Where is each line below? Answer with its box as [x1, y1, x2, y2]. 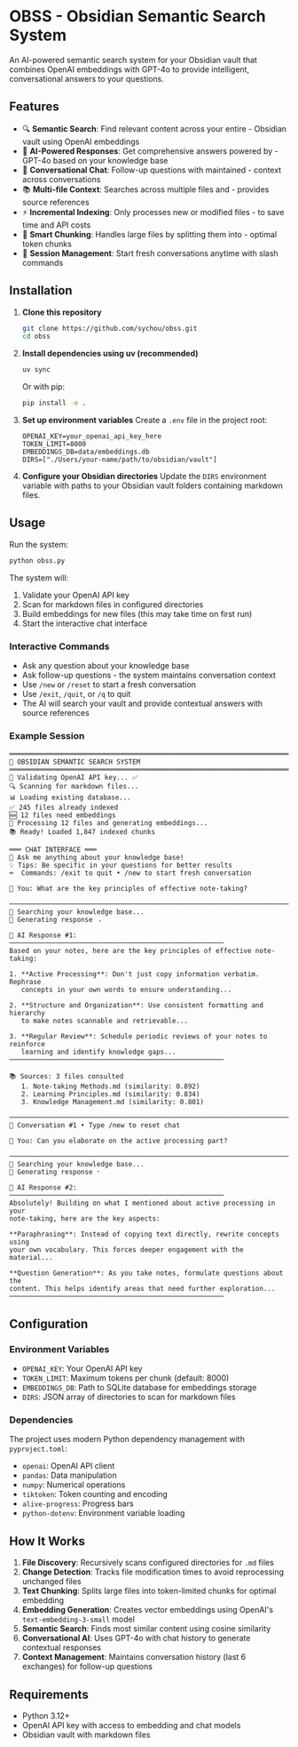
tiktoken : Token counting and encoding [21, 1489, 169, 1500]
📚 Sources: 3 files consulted [9, 1072, 124, 1081]
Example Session [9, 729, 85, 741]
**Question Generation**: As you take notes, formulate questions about [9, 1269, 284, 1278]
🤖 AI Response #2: [9, 1183, 77, 1192]
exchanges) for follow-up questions [21, 1661, 153, 1672]
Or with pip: [21, 381, 65, 392]
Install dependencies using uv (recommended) [21, 349, 199, 359]
